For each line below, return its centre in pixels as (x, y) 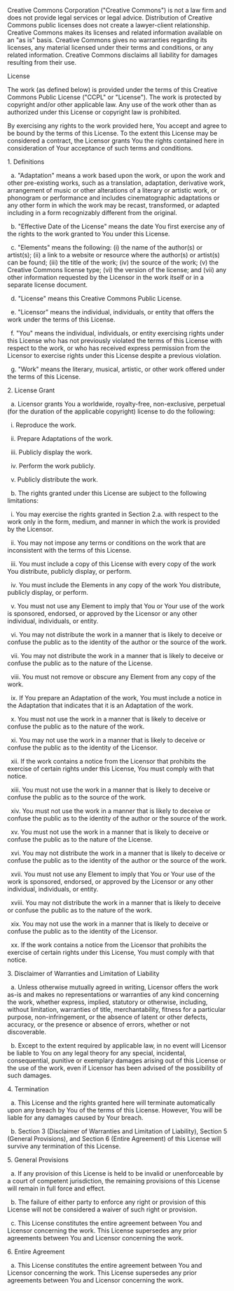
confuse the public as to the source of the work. (77, 797)
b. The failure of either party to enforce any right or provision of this (108, 1202)
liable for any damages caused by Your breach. (75, 1118)
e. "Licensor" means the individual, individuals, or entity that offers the (112, 312)
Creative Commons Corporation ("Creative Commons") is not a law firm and (117, 10)
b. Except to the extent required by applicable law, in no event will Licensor (118, 1046)
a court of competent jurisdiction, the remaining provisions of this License (114, 1181)
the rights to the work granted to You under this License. (89, 234)
